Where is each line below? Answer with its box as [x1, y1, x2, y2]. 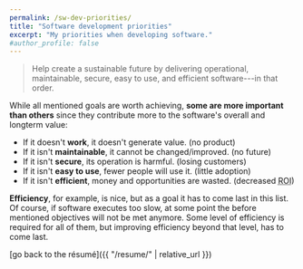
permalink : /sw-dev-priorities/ [9, 13, 132, 23]
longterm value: [9, 120, 68, 130]
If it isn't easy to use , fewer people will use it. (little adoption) [22, 166, 251, 177]
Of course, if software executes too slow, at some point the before [9, 203, 257, 214]
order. [31, 82, 54, 93]
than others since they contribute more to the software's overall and [9, 110, 266, 120]
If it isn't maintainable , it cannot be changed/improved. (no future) [22, 147, 272, 158]
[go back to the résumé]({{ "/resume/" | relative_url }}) [9, 249, 212, 260]
